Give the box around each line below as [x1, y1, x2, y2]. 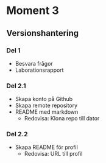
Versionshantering [6, 28, 79, 38]
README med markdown [15, 108, 79, 116]
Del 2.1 [6, 81, 26, 90]
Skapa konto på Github [15, 95, 73, 103]
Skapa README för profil [15, 144, 78, 151]
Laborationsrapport [15, 66, 64, 74]
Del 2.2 [6, 130, 28, 139]
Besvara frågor [15, 60, 53, 67]
